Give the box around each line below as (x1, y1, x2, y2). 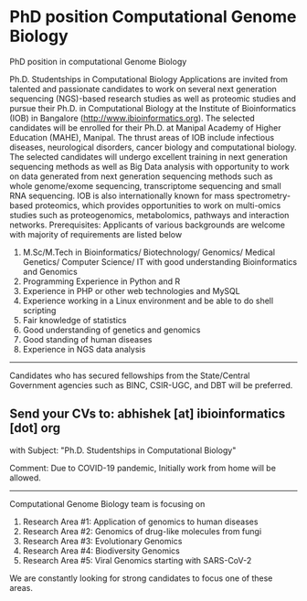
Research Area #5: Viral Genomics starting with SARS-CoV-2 (22, 554, 252, 565)
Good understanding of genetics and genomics (22, 324, 201, 335)
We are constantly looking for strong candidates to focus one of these (9, 573, 273, 584)
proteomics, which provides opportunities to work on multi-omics (35, 199, 281, 211)
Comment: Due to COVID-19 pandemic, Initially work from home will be (9, 462, 277, 473)
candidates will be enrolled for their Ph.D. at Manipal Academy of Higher (9, 121, 281, 133)
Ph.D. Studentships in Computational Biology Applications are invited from (9, 73, 289, 84)
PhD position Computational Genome (9, 6, 297, 27)
